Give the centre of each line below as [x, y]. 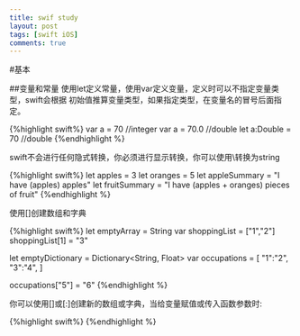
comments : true [38, 43]
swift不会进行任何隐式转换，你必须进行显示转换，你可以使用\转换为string [145, 158]
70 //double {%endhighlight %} [68, 139]
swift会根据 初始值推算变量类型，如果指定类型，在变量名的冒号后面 [150, 100]
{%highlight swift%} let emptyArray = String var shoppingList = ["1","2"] [142, 232]
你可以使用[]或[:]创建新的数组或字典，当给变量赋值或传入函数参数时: [136, 304]
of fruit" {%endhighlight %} [60, 195]
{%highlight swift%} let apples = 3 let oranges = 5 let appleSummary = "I [145, 176]
